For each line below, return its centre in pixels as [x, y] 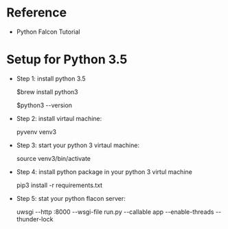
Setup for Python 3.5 [67, 59]
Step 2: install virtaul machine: [59, 118]
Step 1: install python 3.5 [51, 78]
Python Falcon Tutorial [48, 32]
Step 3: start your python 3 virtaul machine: [78, 145]
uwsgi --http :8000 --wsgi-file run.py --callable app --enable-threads [115, 212]
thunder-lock [35, 219]
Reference [36, 13]
